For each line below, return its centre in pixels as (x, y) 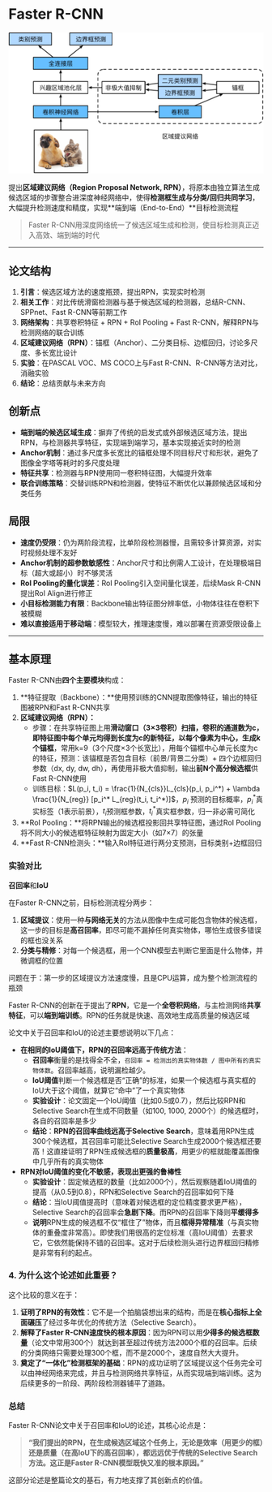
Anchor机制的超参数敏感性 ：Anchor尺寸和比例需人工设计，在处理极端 (137, 563)
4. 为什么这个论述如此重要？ (63, 1275)
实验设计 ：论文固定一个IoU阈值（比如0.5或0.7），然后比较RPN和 (139, 1100)
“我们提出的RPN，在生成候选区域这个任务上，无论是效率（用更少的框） (146, 1442)
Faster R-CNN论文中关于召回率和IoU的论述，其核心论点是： (108, 1425)
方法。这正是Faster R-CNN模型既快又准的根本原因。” (116, 1463)
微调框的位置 (41, 960)
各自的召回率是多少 (64, 1120)
